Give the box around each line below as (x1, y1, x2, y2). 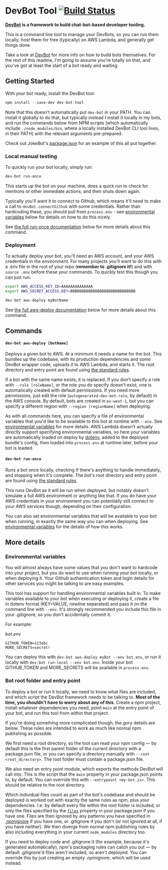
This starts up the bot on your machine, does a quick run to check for (5, 183, 148, 189)
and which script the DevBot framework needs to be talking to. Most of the (5, 694, 160, 700)
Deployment (5, 241, 36, 248)
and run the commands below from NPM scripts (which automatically (5, 119, 148, 126)
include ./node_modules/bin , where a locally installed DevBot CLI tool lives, (5, 125, 159, 131)
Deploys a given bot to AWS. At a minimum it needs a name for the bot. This (5, 351, 162, 357)
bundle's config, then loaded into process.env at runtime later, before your (5, 440, 158, 446)
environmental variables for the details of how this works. (5, 524, 124, 530)
